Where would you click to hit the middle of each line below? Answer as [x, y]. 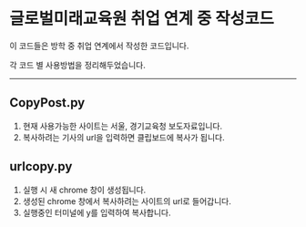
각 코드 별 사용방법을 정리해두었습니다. [77, 65]
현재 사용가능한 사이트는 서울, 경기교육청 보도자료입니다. [122, 126]
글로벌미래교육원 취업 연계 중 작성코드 [142, 19]
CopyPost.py [47, 103]
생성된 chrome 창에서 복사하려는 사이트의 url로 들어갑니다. [127, 201]
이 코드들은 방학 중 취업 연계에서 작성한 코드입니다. [99, 46]
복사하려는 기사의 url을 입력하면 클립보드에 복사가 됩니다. [123, 137]
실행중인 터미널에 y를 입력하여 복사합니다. [97, 212]
